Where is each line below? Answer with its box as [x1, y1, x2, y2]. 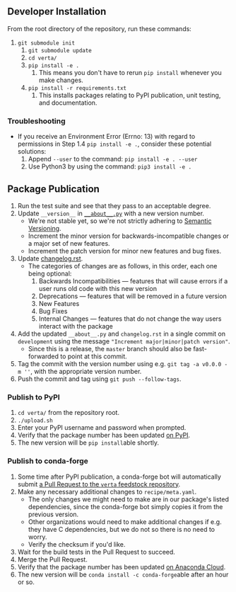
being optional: [28, 269, 72, 278]
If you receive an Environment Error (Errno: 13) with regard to [17, 132, 196, 141]
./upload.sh [17, 417, 53, 424]
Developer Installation [7, 6, 107, 18]
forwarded [28, 352, 59, 360]
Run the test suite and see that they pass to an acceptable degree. [17, 201, 211, 210]
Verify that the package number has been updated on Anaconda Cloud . [17, 562, 226, 571]
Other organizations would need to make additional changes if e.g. [28, 517, 222, 526]
